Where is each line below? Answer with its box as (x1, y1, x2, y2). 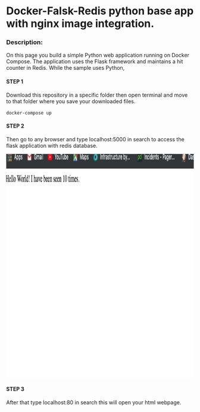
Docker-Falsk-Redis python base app (6, 4, 194, 18)
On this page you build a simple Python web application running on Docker (6, 52, 189, 59)
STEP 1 (6, 78, 24, 85)
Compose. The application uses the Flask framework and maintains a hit (6, 58, 183, 65)
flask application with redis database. (6, 142, 98, 149)
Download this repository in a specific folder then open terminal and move (6, 91, 188, 98)
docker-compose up (6, 110, 52, 116)
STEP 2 (6, 122, 25, 129)
